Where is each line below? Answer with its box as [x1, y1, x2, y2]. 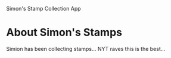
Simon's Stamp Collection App [6, 5, 82, 12]
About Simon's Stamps [6, 26, 122, 39]
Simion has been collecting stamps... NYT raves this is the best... [6, 45, 166, 52]
